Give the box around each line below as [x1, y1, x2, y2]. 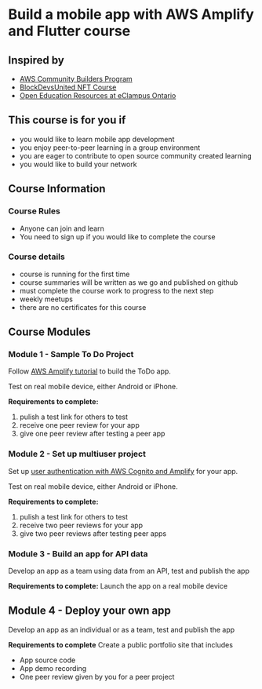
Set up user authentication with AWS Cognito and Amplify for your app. [8, 466, 238, 476]
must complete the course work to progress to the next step [19, 286, 214, 295]
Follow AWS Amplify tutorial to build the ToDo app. [8, 366, 171, 376]
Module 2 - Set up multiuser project [8, 449, 147, 460]
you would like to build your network [19, 159, 137, 169]
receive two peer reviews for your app [19, 520, 144, 530]
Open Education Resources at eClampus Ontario [19, 91, 176, 100]
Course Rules [8, 206, 61, 217]
